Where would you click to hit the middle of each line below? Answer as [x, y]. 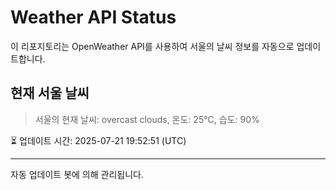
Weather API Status [93, 17]
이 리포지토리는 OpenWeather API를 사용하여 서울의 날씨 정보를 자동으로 [152, 46]
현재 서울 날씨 [50, 93]
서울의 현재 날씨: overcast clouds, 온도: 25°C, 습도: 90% [147, 119]
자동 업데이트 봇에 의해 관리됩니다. [77, 174]
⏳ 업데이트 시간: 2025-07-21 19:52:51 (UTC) [98, 140]
